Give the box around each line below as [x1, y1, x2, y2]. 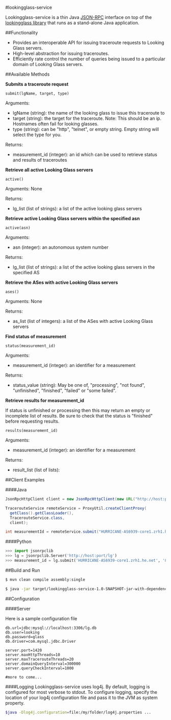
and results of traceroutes [12, 157, 67, 163]
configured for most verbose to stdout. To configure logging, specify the [5, 689, 158, 695]
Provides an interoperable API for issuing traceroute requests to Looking [12, 39, 164, 46]
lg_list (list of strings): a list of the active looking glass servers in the [12, 264, 155, 270]
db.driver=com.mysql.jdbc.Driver [5, 639, 76, 644]
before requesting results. [5, 418, 60, 424]
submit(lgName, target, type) [5, 91, 70, 96]
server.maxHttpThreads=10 [5, 652, 60, 657]
